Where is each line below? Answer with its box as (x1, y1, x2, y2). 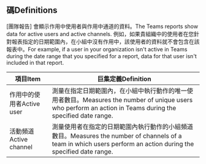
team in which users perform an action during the (51, 140, 194, 148)
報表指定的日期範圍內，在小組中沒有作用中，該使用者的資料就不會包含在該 (11, 38, 200, 45)
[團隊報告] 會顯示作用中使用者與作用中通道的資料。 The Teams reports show (6, 23, 198, 30)
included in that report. (6, 59, 64, 66)
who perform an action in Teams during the (51, 103, 177, 112)
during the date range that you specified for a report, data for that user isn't (6, 52, 197, 59)
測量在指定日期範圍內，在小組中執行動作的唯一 (51, 86, 188, 95)
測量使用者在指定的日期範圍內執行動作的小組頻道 (51, 122, 194, 131)
